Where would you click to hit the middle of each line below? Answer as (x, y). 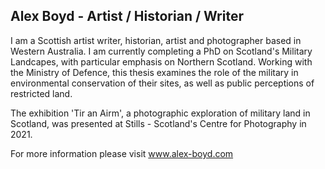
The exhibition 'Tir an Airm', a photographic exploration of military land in (160, 113)
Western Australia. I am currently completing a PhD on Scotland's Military (161, 51)
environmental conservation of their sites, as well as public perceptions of (162, 83)
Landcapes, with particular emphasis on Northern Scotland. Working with (161, 61)
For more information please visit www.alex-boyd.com (122, 153)
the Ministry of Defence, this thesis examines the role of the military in (154, 72)
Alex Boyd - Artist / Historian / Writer (127, 16)
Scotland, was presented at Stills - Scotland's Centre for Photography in (158, 123)
